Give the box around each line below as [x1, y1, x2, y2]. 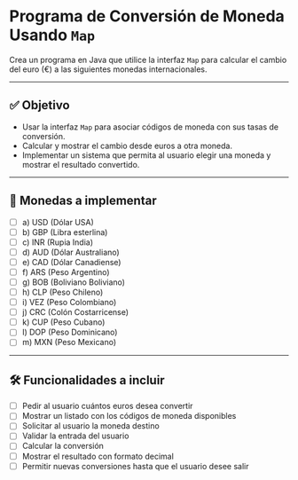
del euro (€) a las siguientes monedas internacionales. [9, 64, 208, 75]
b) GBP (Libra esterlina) [21, 226, 108, 237]
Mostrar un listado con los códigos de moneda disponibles [21, 411, 237, 421]
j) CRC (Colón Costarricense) [21, 307, 129, 318]
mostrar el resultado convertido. [21, 159, 140, 169]
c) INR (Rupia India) [21, 237, 94, 248]
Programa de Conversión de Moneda [9, 6, 286, 27]
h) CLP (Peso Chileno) [21, 287, 104, 297]
